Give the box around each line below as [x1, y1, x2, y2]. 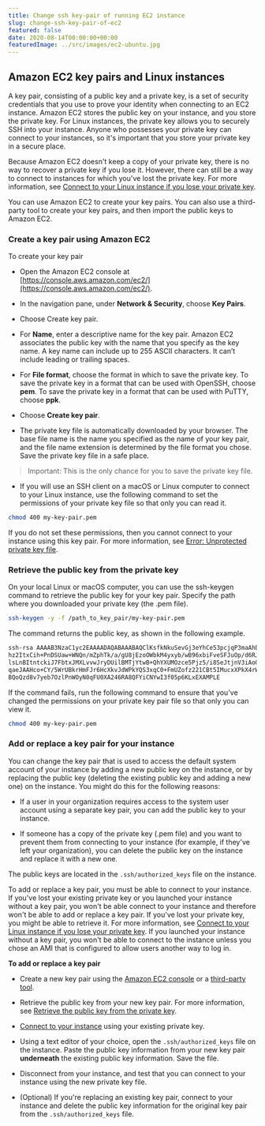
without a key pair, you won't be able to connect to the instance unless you [8, 935, 252, 944]
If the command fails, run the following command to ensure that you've [8, 688, 238, 697]
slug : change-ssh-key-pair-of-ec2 [8, 19, 122, 27]
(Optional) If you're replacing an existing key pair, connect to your [19, 1092, 233, 1102]
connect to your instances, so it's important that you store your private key [8, 133, 251, 142]
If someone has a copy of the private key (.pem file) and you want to [19, 828, 242, 838]
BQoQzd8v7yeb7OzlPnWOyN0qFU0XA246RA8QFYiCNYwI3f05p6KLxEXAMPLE [8, 673, 221, 681]
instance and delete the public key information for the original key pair [19, 1101, 248, 1110]
